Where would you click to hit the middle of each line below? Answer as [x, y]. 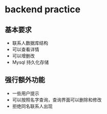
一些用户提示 [25, 93]
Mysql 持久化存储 [30, 62]
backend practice [43, 9]
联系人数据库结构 [30, 43]
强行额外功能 [25, 80]
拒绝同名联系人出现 [32, 106]
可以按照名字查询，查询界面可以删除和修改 [57, 100]
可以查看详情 [25, 49]
